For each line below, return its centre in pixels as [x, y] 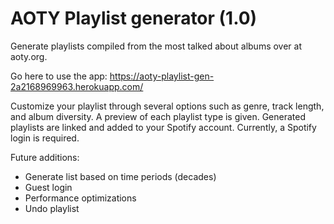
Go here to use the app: [59, 76]
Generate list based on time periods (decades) [120, 176]
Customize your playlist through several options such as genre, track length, [167, 106]
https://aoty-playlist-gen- [162, 76]
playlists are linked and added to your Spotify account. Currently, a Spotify [163, 127]
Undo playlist [52, 208]
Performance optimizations [80, 198]
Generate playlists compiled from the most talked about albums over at [156, 46]
